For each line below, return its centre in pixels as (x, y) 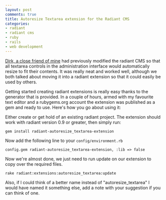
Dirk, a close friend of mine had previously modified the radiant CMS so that (83, 61)
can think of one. (22, 193)
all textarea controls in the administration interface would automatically (78, 66)
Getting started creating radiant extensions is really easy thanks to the (77, 91)
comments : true (21, 14)
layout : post (19, 10)
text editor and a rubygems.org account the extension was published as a (80, 102)
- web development (24, 47)
